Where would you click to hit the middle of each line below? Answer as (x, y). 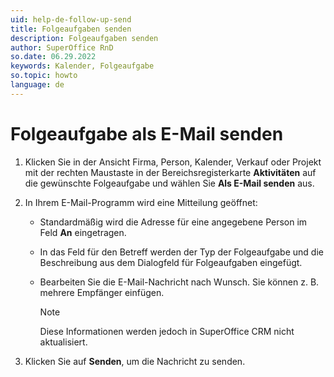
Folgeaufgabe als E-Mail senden (147, 133)
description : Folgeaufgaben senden (84, 38)
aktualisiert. (63, 342)
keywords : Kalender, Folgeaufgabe (82, 66)
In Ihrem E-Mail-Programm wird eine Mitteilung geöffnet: (141, 202)
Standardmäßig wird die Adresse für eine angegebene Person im (173, 222)
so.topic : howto (44, 76)
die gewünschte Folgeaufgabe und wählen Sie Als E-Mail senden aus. (169, 183)
